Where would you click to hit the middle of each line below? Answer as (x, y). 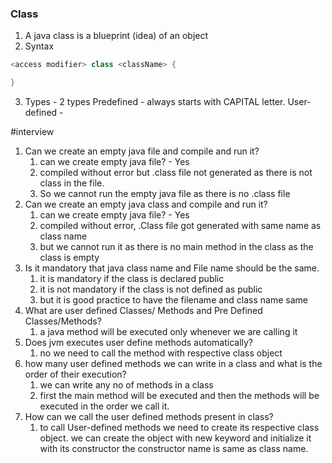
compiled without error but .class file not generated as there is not (176, 173)
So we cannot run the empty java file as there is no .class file (165, 194)
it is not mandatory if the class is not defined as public (151, 289)
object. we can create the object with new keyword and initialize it (175, 438)
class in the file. (72, 183)
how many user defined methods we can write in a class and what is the (173, 364)
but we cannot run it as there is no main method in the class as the (176, 247)
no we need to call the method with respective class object (161, 353)
